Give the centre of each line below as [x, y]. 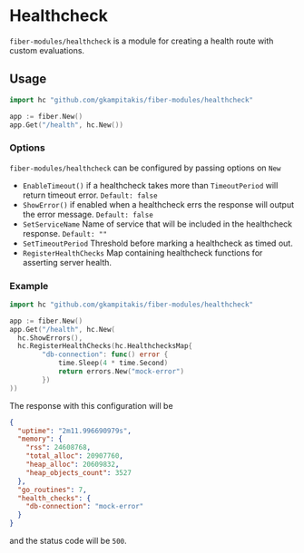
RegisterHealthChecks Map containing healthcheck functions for [142, 252]
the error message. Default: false [88, 214]
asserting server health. [67, 262]
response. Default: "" [64, 233]
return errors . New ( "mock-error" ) [121, 372]
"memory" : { [40, 439]
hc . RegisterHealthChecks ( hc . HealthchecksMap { [105, 346]
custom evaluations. [47, 50]
